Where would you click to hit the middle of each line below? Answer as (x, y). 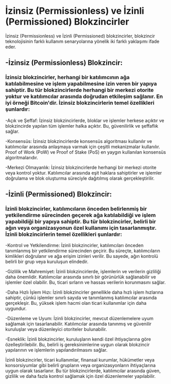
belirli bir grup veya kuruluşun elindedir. (47, 262)
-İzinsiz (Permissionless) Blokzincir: (64, 63)
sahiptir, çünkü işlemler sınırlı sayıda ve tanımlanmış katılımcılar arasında (81, 298)
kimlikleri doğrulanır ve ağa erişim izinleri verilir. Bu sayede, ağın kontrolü (82, 256)
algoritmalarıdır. (22, 157)
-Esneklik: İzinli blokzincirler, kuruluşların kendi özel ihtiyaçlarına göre (78, 339)
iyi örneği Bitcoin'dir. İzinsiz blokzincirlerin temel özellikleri (80, 103)
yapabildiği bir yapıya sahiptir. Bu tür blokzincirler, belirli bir (81, 221)
